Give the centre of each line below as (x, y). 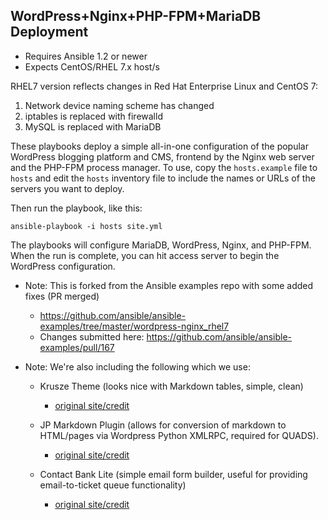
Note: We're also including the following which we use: (137, 366)
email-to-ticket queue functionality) (113, 485)
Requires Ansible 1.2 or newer (86, 56)
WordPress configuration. (63, 266)
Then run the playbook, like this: (76, 208)
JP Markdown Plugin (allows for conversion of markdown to (163, 425)
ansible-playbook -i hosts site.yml (86, 226)
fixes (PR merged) (62, 296)
